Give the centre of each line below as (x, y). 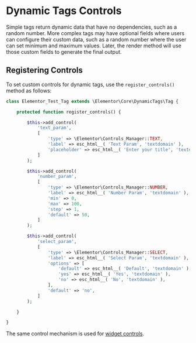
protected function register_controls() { (69, 112)
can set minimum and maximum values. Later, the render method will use (94, 46)
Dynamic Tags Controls (64, 11)
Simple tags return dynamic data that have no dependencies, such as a (92, 27)
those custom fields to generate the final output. (64, 52)
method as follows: (29, 90)
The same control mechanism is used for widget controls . (75, 334)
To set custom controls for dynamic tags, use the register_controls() (90, 84)
